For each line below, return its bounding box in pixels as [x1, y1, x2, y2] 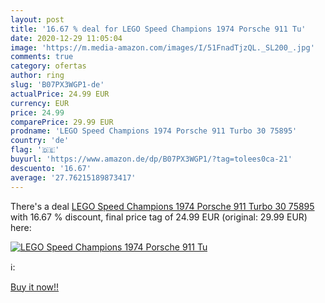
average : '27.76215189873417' [10, 172, 137, 183]
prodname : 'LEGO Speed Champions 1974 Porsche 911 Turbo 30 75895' [10, 126, 298, 136]
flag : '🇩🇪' [10, 145, 60, 155]
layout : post [10, 14, 65, 25]
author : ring [10, 71, 65, 81]
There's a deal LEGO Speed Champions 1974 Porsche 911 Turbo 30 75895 [10, 200, 315, 212]
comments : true [10, 52, 74, 62]
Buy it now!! [10, 281, 60, 293]
